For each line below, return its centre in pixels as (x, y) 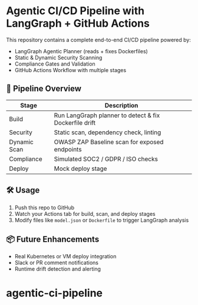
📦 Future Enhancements (53, 239)
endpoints (68, 149)
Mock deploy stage (80, 168)
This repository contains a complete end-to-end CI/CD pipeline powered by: (99, 40)
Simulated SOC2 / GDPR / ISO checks (106, 159)
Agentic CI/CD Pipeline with (75, 11)
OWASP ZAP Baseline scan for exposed (109, 142)
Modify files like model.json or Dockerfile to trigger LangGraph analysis (102, 220)
